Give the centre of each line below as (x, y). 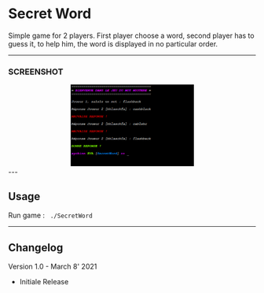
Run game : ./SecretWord (50, 215)
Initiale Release (44, 282)
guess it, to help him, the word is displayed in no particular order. (113, 43)
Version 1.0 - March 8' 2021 (53, 267)
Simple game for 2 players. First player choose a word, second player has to (131, 35)
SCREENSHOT (36, 72)
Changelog (36, 248)
